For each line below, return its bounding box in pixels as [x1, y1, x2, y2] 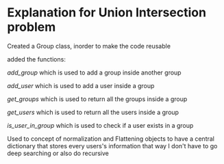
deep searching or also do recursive [7, 149, 110, 157]
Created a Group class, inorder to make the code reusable [7, 42, 171, 50]
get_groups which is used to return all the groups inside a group [7, 94, 188, 103]
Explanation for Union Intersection [7, 5, 207, 20]
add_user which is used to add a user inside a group [7, 81, 155, 90]
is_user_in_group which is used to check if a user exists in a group [7, 121, 194, 129]
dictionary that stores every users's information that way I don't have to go [7, 141, 218, 150]
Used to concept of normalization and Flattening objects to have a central [7, 135, 214, 143]
